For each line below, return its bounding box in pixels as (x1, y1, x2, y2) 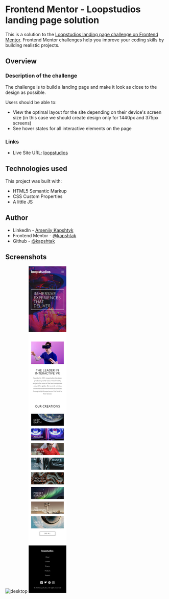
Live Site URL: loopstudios (12, 149, 68, 156)
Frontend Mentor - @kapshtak (12, 232, 77, 238)
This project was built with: (5, 178, 62, 184)
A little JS (12, 198, 33, 205)
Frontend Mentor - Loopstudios (5, 4, 141, 15)
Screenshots (5, 253, 47, 261)
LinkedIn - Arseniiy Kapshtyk (12, 227, 74, 233)
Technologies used (5, 164, 67, 173)
